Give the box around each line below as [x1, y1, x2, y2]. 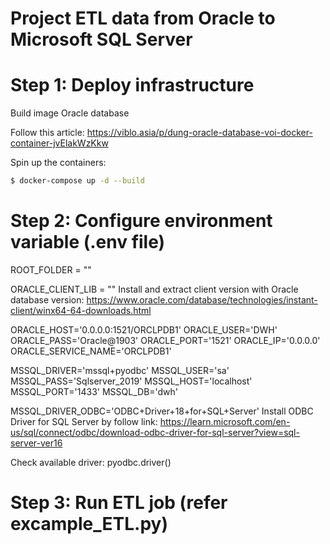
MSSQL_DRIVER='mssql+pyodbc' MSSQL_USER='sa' [10, 364, 230, 376]
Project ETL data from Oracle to [10, 7, 276, 30]
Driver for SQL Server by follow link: [10, 415, 158, 427]
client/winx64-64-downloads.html [10, 304, 152, 316]
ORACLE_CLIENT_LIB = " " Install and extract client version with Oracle [10, 283, 299, 295]
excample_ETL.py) [10, 513, 168, 536]
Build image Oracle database [10, 107, 130, 119]
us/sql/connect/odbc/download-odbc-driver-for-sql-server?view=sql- [10, 426, 300, 438]
